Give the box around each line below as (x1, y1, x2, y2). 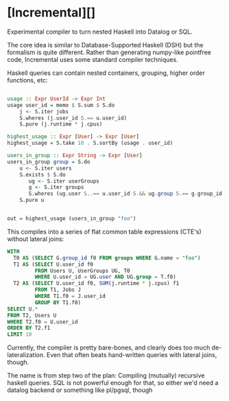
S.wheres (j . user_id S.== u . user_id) (19, 115, 128, 122)
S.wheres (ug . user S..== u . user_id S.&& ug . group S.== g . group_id (28, 190, 223, 197)
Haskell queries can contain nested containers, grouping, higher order (7, 69, 206, 77)
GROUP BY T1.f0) (34, 299, 81, 306)
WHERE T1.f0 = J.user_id (34, 293, 106, 300)
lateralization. (7, 351, 46, 359)
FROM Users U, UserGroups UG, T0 (34, 267, 130, 274)
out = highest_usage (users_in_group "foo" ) (7, 215, 136, 222)
